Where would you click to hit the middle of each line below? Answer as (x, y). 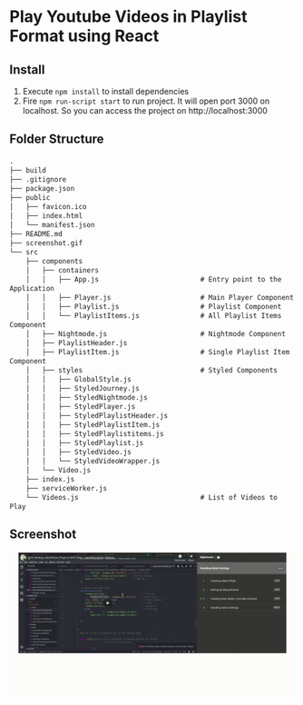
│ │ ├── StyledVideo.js (78, 452)
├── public (30, 197)
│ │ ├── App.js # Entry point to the (154, 279)
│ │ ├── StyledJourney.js (83, 388)
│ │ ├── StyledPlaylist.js (85, 442)
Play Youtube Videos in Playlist (128, 17)
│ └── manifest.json (52, 224)
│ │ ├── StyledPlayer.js (81, 406)
